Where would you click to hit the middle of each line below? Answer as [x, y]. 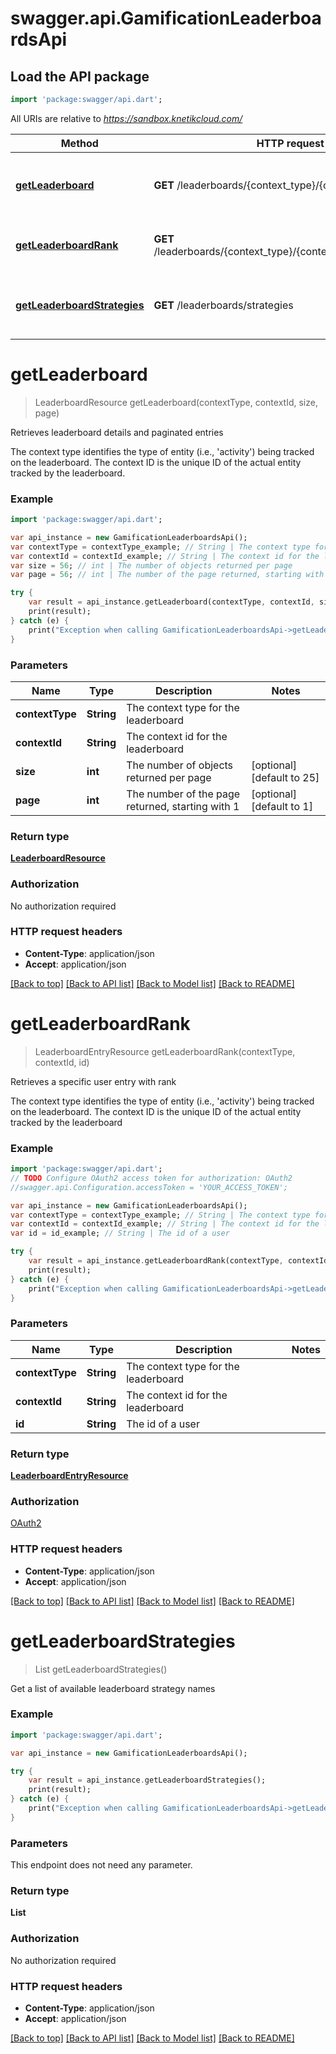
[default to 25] [285, 777]
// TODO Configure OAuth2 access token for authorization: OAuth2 [151, 1178]
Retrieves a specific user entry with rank [93, 1081]
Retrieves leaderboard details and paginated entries [117, 432]
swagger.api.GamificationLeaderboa [166, 18]
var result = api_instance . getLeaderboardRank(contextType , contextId [178, 1261]
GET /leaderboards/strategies [223, 305]
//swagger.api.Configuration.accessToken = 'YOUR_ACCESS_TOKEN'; [149, 1187]
